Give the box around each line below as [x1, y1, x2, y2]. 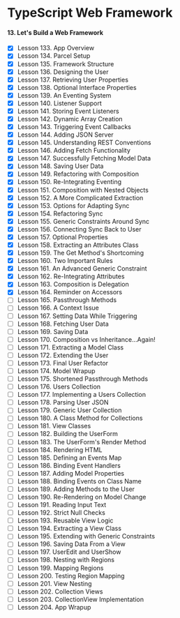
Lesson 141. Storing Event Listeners [17, 107, 120, 115]
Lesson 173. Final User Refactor [17, 359, 109, 367]
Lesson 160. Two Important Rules [17, 257, 113, 265]
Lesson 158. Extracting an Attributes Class [17, 241, 139, 249]
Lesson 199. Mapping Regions [17, 564, 104, 572]
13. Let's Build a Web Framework [7, 28, 103, 36]
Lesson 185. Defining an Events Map [17, 453, 122, 462]
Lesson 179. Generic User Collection [17, 406, 122, 414]
